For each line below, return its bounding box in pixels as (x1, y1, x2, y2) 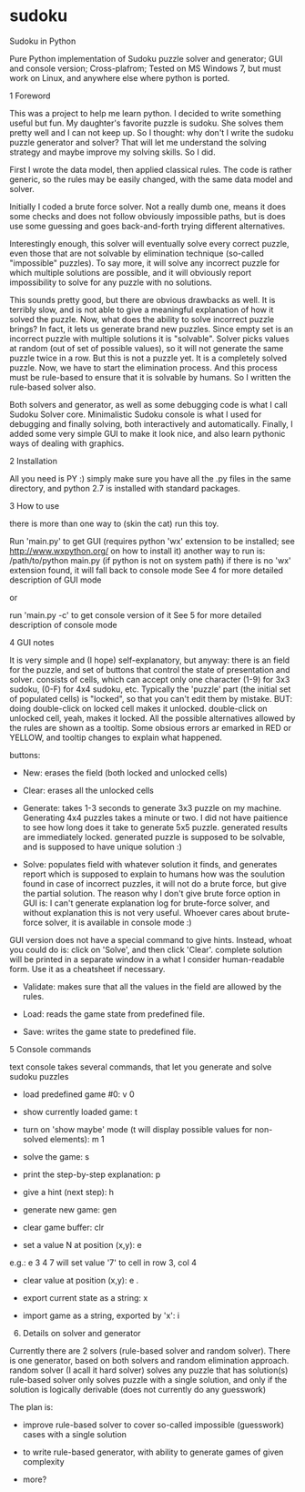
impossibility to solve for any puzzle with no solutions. (9, 277, 212, 288)
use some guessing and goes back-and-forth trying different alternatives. (9, 220, 286, 231)
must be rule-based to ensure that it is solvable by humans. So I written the (9, 371, 291, 382)
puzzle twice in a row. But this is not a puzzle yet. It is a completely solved (9, 352, 288, 363)
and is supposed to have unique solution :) (22, 841, 182, 852)
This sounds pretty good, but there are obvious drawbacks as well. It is (9, 294, 276, 305)
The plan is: (9, 1401, 54, 1412)
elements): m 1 (49, 1133, 105, 1144)
